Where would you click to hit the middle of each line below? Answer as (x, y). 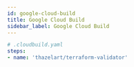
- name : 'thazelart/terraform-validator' (68, 58)
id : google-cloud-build (41, 13)
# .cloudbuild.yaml (35, 45)
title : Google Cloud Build (46, 20)
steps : (17, 51)
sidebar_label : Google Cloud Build (58, 26)
